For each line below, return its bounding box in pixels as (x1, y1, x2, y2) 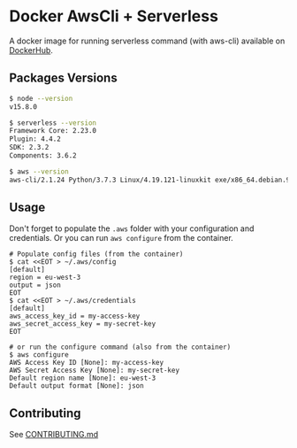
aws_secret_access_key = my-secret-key (9, 320, 156, 328)
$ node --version (9, 94, 73, 103)
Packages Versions (9, 71, 118, 86)
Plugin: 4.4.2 (9, 135, 62, 143)
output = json (9, 281, 62, 290)
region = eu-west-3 (9, 273, 81, 282)
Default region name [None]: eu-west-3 (9, 374, 156, 382)
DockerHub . (9, 44, 53, 55)
